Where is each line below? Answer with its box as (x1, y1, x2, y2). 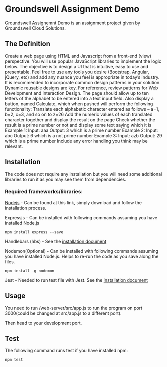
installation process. (5, 205, 46, 211)
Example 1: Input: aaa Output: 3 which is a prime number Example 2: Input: (5, 127, 158, 133)
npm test (5, 357, 23, 362)
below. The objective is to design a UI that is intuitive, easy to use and (5, 63, 149, 69)
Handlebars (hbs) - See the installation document (5, 238, 107, 244)
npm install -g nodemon (5, 268, 55, 273)
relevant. (5, 143, 23, 149)
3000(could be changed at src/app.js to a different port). (5, 310, 122, 316)
